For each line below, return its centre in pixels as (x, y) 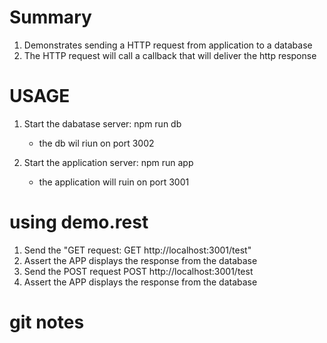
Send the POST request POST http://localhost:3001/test (138, 271)
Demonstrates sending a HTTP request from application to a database (168, 45)
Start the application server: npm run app (108, 162)
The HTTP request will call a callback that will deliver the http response (170, 55)
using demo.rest (79, 222)
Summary (50, 17)
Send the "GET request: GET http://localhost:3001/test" (137, 250)
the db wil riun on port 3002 (96, 143)
